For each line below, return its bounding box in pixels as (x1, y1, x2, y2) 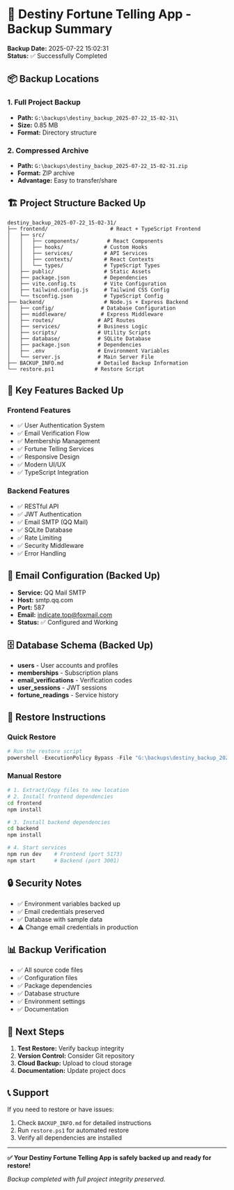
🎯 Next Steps (7, 1025, 65, 1037)
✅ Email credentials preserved (17, 907, 104, 915)
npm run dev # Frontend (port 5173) (7, 850, 123, 858)
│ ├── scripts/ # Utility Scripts (7, 329, 151, 336)
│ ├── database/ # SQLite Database (7, 335, 151, 342)
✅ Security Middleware (17, 541, 84, 549)
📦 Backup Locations (7, 73, 100, 85)
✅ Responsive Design (17, 452, 80, 461)
